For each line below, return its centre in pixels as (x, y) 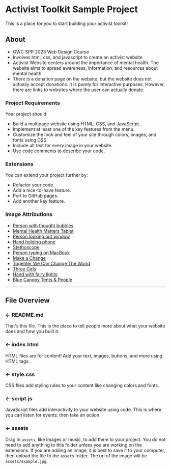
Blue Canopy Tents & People (42, 280)
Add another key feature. (39, 201)
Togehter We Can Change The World (51, 263)
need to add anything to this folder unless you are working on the (74, 445)
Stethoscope (26, 247)
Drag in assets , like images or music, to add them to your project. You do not (85, 439)
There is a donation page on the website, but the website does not (82, 79)
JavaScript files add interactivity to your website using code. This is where (83, 410)
